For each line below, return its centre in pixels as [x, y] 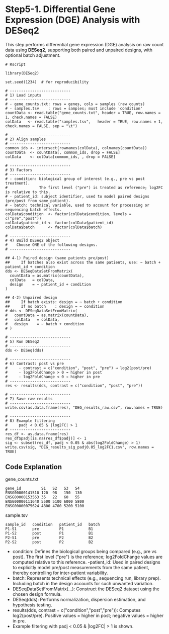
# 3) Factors [19, 170]
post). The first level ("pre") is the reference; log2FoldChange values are [87, 557]
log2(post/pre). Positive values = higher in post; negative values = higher [88, 615]
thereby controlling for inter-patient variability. [60, 573]
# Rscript [16, 64]
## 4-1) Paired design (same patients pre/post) [57, 258]
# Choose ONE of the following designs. [52, 245]
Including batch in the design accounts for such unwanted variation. [83, 583]
